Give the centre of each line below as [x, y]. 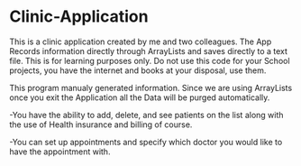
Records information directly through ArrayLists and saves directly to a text [149, 51]
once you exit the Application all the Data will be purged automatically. [140, 97]
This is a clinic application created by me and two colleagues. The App [141, 41]
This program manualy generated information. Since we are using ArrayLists [151, 88]
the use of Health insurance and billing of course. [101, 124]
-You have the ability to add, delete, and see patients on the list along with [146, 115]
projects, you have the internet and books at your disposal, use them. [138, 70]
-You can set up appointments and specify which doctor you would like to [146, 142]
